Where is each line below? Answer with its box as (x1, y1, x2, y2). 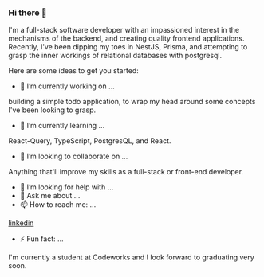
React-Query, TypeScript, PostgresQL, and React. (8, 136, 171, 146)
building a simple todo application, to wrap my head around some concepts (8, 97, 256, 107)
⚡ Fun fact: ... (19, 234, 64, 244)
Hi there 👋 (8, 7, 48, 18)
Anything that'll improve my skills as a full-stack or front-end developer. (8, 167, 244, 177)
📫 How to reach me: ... (19, 200, 97, 209)
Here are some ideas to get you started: (8, 66, 140, 76)
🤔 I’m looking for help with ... (19, 182, 114, 192)
